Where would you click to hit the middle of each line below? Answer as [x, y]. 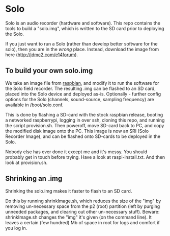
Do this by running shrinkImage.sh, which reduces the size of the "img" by [83, 201]
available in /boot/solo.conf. [34, 105]
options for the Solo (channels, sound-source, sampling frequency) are [80, 99]
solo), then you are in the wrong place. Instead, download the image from [82, 49]
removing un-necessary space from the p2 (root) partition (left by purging [83, 206]
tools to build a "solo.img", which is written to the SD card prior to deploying [85, 28]
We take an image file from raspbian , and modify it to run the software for [82, 83]
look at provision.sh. [26, 162]
